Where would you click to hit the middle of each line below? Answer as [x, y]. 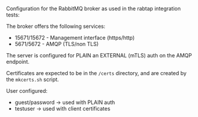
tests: [13, 15]
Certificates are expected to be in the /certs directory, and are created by [96, 73]
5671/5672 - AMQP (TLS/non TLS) [57, 44]
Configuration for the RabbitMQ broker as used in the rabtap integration [93, 9]
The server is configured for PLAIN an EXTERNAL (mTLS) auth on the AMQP [99, 55]
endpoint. [18, 62]
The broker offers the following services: [56, 26]
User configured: [27, 91]
